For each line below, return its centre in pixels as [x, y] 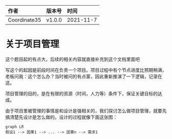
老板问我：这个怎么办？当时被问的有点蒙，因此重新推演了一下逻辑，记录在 [84, 76]
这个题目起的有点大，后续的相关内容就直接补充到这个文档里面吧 [72, 59]
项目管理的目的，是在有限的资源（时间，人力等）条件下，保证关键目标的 [81, 93]
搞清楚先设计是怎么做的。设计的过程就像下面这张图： [61, 117]
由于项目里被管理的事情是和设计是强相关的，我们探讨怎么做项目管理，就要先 [86, 110]
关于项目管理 [33, 44]
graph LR [15, 127]
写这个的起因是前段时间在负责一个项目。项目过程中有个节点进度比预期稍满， [86, 70]
